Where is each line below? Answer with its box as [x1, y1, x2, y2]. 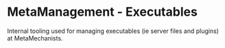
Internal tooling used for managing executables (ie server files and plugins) [7, 27, 220, 35]
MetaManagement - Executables [7, 4, 198, 20]
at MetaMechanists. [7, 34, 63, 42]
